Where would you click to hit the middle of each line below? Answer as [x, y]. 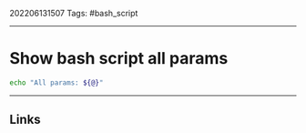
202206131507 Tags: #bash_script [74, 13]
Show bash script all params [119, 59]
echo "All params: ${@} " [56, 82]
